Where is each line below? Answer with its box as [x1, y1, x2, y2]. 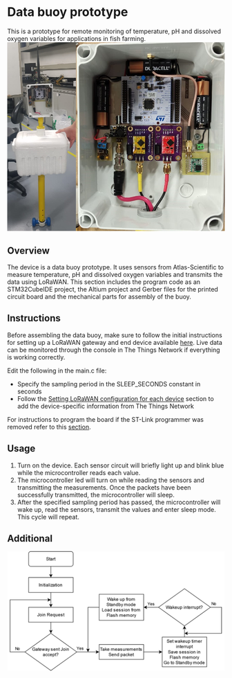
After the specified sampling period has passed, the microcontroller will [17, 498, 221, 506]
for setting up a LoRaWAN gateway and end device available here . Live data [7, 338, 223, 346]
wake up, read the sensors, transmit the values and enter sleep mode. [17, 505, 216, 513]
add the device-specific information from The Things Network [17, 402, 195, 410]
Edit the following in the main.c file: [7, 366, 107, 375]
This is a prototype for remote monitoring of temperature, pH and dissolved [7, 27, 222, 35]
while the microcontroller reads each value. [17, 468, 141, 476]
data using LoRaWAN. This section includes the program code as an [7, 278, 201, 286]
